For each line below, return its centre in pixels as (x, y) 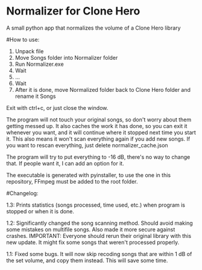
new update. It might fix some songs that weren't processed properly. (93, 242)
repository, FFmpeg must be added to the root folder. (72, 181)
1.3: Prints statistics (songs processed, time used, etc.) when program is (96, 205)
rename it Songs (35, 96)
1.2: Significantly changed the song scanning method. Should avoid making (99, 223)
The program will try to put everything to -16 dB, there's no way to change (98, 157)
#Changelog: (22, 193)
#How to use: (23, 39)
